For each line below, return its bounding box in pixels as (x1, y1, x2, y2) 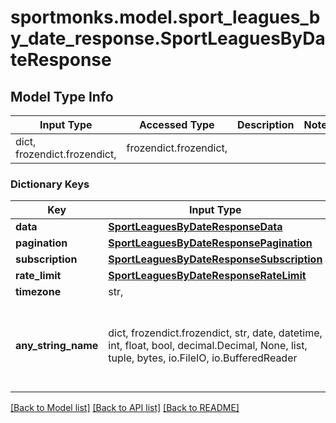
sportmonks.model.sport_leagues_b (10, 6, 321, 29)
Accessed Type (138, 118, 215, 131)
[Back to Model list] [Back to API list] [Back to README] (10, 402, 240, 414)
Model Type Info (10, 88, 114, 105)
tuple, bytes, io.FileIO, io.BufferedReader (108, 351, 298, 365)
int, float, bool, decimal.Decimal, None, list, (108, 339, 308, 353)
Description (237, 118, 295, 131)
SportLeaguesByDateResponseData (108, 220, 283, 234)
